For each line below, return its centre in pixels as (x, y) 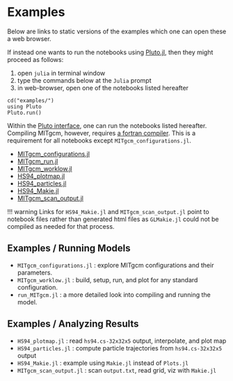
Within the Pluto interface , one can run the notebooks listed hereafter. (107, 125)
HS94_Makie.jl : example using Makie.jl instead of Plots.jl (103, 363)
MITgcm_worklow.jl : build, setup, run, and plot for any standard (107, 279)
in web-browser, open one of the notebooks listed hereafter (103, 88)
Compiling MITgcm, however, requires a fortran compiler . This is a (102, 133)
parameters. (35, 273)
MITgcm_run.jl (38, 161)
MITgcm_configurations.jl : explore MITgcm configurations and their (115, 265)
